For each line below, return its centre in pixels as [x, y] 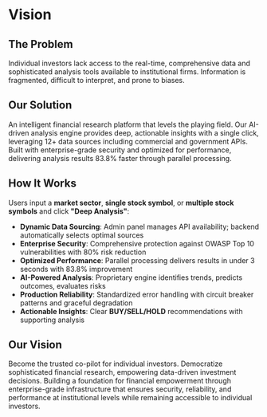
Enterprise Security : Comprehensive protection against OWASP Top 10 [137, 243]
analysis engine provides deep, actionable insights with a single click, [145, 132]
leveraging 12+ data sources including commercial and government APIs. [128, 141]
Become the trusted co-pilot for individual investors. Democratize [116, 364]
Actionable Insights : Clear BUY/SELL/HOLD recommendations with [131, 311]
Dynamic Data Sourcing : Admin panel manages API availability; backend [139, 226]
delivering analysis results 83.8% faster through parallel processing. [120, 158]
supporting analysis [52, 320]
